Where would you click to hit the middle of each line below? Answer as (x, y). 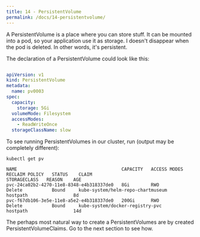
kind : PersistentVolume (36, 80)
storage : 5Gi (33, 108)
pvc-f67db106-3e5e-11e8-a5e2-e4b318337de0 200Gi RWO (83, 201)
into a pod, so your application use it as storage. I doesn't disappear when (98, 41)
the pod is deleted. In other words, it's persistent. (67, 47)
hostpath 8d (43, 196)
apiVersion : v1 (25, 75)
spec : (13, 97)
